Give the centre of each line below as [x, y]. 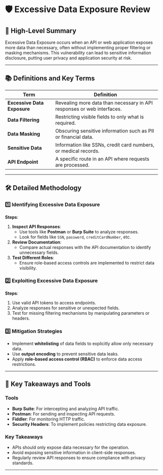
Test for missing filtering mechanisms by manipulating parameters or [81, 313]
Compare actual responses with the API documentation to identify [85, 247]
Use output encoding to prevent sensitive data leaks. [65, 354]
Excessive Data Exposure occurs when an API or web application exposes [79, 42]
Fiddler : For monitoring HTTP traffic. [49, 419]
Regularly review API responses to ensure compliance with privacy [79, 458]
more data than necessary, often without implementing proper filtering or [78, 47]
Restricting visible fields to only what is [99, 116]
